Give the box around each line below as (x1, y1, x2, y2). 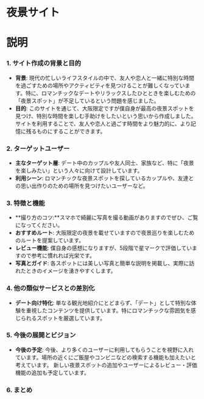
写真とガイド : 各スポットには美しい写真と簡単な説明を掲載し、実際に (15, 260, 189, 267)
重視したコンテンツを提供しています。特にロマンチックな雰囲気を (26, 306, 191, 314)
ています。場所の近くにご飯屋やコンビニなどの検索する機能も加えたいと (15, 353, 197, 361)
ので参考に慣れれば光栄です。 (20, 252, 96, 259)
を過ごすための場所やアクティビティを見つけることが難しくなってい (15, 82, 185, 89)
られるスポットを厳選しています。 (20, 314, 105, 322)
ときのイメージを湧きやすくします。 (26, 267, 117, 275)
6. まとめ (6, 386, 33, 394)
